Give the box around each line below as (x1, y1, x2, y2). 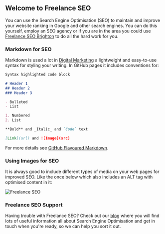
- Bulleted (5, 99, 28, 104)
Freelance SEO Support (5, 201, 63, 208)
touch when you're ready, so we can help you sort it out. (5, 223, 121, 229)
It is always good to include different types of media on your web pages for (5, 168, 160, 174)
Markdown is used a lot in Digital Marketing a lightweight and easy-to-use (5, 57, 157, 63)
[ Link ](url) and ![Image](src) (5, 135, 70, 140)
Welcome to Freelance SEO (5, 4, 91, 12)
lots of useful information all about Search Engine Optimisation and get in (5, 218, 156, 224)
